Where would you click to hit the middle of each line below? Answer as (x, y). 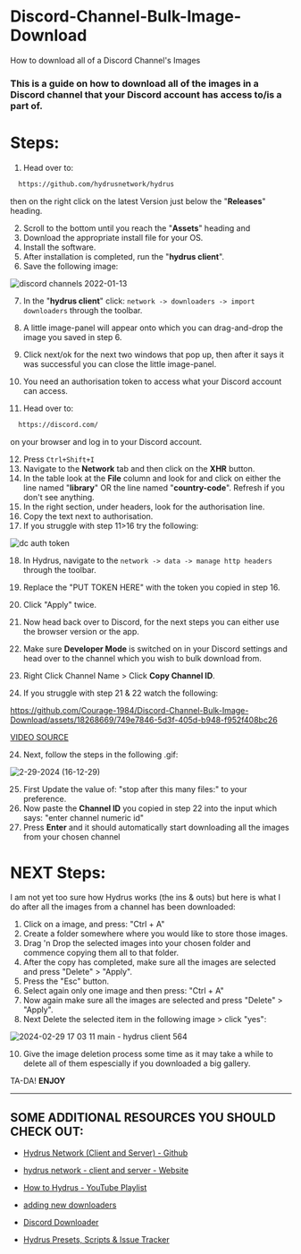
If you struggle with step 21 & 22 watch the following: (121, 693)
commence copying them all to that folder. (101, 953)
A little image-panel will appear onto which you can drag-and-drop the (153, 328)
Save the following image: (71, 266)
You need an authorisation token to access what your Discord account (152, 381)
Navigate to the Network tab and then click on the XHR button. (139, 468)
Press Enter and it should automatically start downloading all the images (156, 827)
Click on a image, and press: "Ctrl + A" (94, 925)
